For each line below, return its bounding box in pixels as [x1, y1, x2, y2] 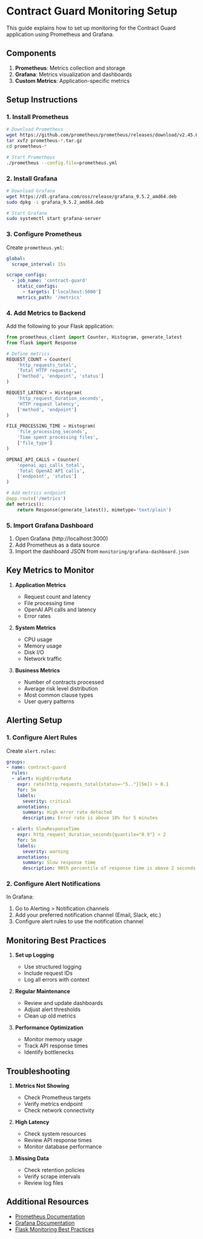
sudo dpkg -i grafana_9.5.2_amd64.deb [6, 199, 104, 205]
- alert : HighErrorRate [11, 776, 71, 782]
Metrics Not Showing [14, 1082, 69, 1090]
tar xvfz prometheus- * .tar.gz [6, 138, 83, 144]
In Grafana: [6, 893, 34, 900]
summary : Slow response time [22, 860, 96, 866]
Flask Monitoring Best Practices [14, 1226, 95, 1233]
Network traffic [24, 655, 62, 662]
